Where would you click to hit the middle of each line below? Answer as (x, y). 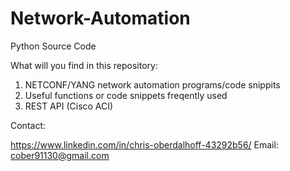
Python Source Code (53, 46)
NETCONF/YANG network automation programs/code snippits (152, 84)
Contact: (28, 125)
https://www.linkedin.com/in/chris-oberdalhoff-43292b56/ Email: (144, 144)
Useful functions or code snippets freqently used (126, 95)
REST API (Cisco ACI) (69, 106)
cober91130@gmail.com (60, 155)
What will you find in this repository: (84, 65)
